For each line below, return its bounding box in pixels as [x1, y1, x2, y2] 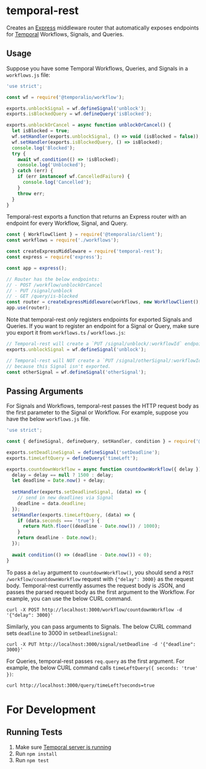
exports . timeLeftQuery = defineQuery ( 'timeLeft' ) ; [6, 455, 139, 461]
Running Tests [6, 727, 63, 738]
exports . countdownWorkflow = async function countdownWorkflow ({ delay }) [6, 466, 202, 472]
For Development [6, 703, 96, 716]
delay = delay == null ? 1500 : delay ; [12, 472, 114, 478]
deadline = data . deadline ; [17, 500, 86, 507]
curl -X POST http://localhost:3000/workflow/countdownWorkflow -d [6, 606, 183, 613]
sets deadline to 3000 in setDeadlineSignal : [6, 629, 118, 636]
